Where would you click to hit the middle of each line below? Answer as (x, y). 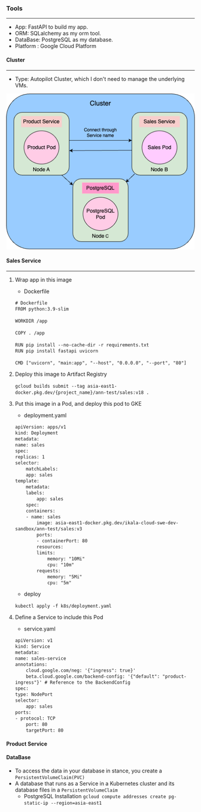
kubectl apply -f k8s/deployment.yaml (63, 606)
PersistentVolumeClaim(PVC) (50, 777)
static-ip (36, 803)
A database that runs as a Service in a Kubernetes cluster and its (95, 783)
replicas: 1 (30, 457)
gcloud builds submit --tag (50, 386)
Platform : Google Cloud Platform (56, 46)
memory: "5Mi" (65, 576)
